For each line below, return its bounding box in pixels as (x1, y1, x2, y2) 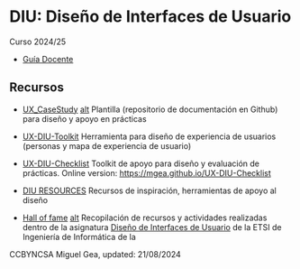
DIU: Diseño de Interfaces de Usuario (9, 6, 292, 27)
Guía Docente (22, 53, 74, 64)
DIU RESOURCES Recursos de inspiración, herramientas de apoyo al (22, 185, 277, 196)
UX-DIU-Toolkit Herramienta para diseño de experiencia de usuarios (22, 131, 277, 142)
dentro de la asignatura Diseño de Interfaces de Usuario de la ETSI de (22, 221, 282, 232)
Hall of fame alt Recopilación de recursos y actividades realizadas (22, 212, 268, 223)
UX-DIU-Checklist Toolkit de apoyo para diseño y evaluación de (22, 158, 259, 169)
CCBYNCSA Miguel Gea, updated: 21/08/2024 (9, 248, 182, 259)
